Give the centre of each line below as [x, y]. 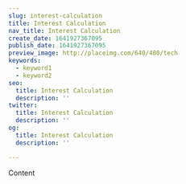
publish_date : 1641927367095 [57, 46]
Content [22, 173]
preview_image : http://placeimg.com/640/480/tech [93, 53]
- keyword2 [34, 76]
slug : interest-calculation [56, 16]
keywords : [25, 61]
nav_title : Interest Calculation [64, 31]
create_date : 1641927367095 [56, 38]
